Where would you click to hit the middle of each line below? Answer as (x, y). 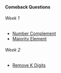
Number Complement (34, 33)
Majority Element (29, 38)
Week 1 (12, 18)
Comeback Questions (28, 7)
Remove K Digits (29, 65)
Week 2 (13, 50)
